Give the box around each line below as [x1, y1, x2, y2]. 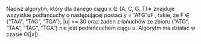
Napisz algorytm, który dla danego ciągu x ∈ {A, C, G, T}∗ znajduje [6, 5, 175, 12]
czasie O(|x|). [6, 31, 40, 38]
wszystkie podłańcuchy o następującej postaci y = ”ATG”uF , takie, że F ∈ [6, 11, 190, 19]
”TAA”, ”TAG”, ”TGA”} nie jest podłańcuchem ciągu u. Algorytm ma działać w [6, 24, 196, 31]
